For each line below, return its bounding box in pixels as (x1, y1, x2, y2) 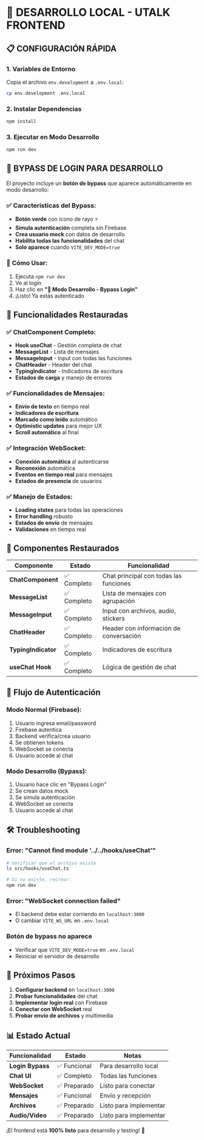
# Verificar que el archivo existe (6, 860, 97, 866)
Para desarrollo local (100, 1062, 159, 1070)
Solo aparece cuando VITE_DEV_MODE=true (15, 243, 120, 251)
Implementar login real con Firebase (15, 999, 107, 1006)
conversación (102, 631, 141, 640)
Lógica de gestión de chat (102, 662, 177, 671)
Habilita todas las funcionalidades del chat (15, 237, 124, 245)
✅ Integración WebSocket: (6, 444, 86, 453)
